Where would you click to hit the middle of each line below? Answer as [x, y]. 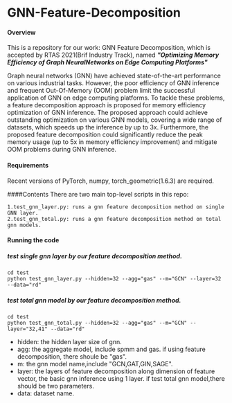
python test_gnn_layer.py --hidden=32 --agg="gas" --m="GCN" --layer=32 [114, 279]
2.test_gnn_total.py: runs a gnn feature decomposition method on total [114, 219]
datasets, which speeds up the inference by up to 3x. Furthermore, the [108, 127]
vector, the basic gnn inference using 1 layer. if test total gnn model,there [121, 379]
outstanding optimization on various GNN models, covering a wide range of [115, 120]
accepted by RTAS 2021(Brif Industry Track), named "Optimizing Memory [113, 55]
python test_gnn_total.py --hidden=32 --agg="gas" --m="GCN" [97, 323]
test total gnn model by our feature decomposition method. [94, 300]
